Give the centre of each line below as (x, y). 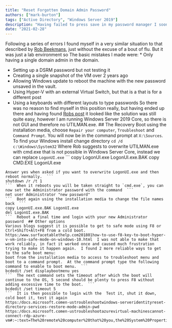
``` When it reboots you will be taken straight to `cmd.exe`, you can (84, 186)
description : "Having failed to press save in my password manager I (81, 24)
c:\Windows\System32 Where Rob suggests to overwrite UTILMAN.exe (86, 146)
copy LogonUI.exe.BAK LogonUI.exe (42, 208)
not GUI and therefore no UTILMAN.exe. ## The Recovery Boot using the (90, 125)
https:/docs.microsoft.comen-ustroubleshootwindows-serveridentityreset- (86, 303)
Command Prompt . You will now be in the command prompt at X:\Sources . (88, 136)
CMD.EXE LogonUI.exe (37, 163)
